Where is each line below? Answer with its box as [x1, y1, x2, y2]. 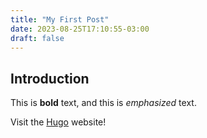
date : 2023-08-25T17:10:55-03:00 [10, 24, 150, 34]
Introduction [10, 70, 90, 87]
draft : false [10, 33, 65, 43]
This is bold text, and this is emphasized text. [10, 97, 197, 109]
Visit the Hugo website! [10, 116, 107, 128]
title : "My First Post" [10, 14, 110, 25]
